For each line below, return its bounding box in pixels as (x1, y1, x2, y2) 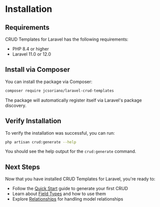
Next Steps (5, 162, 40, 171)
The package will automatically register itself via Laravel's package (5, 97, 142, 103)
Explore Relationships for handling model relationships (12, 196, 123, 202)
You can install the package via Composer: (5, 78, 93, 85)
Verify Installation (5, 117, 61, 125)
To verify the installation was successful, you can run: (5, 130, 115, 136)
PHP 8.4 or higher (12, 46, 49, 52)
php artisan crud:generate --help (5, 140, 77, 145)
